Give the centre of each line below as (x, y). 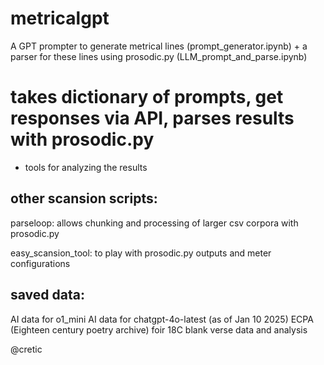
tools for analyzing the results (86, 167)
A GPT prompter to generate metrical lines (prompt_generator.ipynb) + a (159, 46)
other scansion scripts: (84, 198)
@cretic (26, 349)
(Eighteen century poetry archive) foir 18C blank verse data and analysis (159, 329)
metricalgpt (60, 18)
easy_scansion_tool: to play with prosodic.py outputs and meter (141, 253)
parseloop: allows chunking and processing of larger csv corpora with (154, 223)
